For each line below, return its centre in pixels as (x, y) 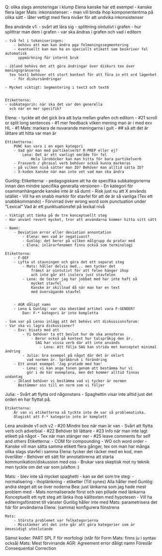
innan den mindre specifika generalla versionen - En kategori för (69, 186)
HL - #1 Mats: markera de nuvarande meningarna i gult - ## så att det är (77, 128)
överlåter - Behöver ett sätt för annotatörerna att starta (59, 457)
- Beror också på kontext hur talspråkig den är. (82, 339)
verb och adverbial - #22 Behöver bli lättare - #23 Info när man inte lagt (76, 431)
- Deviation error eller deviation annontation (62, 232)
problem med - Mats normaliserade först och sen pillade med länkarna (75, 492)
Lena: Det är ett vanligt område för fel (65, 155)
